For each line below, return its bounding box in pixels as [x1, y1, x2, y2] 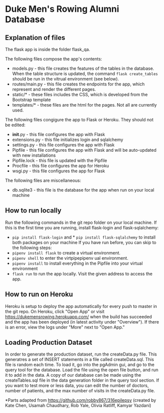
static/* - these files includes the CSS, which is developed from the [12, 92, 148, 97]
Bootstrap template [12, 97, 51, 103]
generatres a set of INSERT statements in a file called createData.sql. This [5, 357, 154, 362]
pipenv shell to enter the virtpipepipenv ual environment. [12, 255, 129, 261]
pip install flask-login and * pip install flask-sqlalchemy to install [12, 234, 156, 240]
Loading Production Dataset [5, 338, 93, 347]
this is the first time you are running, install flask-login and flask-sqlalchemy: [5, 224, 159, 230]
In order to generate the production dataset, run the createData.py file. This [5, 351, 157, 357]
